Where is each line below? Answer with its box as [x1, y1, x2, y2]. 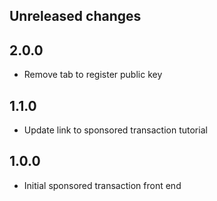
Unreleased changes [9, 8, 142, 25]
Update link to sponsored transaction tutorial [23, 124, 208, 136]
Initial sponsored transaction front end [23, 179, 182, 191]
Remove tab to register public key [23, 69, 163, 81]
